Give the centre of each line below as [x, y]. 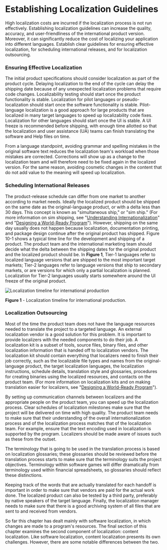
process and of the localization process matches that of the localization [78, 423]
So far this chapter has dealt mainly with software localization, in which [78, 521]
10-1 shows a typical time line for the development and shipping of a [75, 238]
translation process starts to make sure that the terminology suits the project [83, 459]
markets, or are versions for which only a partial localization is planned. [78, 270]
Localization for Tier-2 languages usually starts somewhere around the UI [80, 275]
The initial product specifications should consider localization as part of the [82, 79]
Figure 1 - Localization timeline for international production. [66, 300]
